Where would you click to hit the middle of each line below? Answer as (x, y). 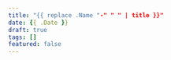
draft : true (28, 30)
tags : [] (22, 37)
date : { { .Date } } (38, 23)
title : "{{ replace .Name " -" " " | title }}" (86, 15)
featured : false (35, 44)
